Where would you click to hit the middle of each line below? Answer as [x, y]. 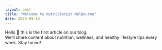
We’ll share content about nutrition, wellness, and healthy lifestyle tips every [81, 37]
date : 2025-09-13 [23, 18]
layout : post [18, 9]
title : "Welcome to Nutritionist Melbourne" [51, 14]
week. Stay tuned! [23, 43]
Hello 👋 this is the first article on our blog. [47, 33]
